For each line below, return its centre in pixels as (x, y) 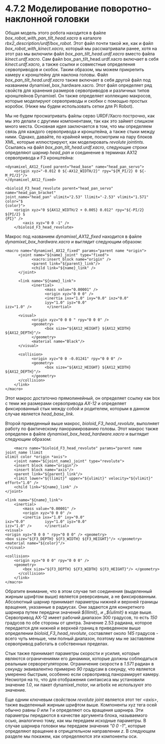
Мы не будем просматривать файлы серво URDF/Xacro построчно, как (80, 116)
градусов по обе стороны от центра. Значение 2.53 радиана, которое (79, 623)
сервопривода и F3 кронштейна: (40, 157)
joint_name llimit (24, 452)
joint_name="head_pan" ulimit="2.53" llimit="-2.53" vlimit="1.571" (77, 197)
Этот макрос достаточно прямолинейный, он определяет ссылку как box (82, 398)
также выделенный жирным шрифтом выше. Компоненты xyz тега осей (81, 705)
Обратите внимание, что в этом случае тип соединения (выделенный (79, 591)
